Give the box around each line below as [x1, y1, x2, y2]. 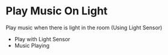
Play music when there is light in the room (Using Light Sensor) [5, 24, 163, 31]
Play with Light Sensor [14, 35, 71, 42]
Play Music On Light [5, 4, 108, 18]
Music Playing [14, 42, 50, 49]
